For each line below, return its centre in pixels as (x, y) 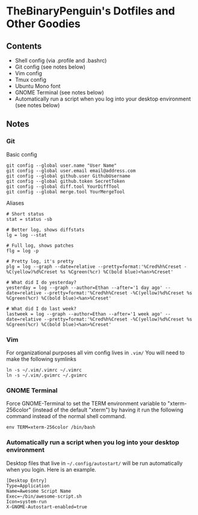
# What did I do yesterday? (42, 282)
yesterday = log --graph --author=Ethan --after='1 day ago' (85, 288)
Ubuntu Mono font (38, 86)
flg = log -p (23, 251)
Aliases (15, 203)
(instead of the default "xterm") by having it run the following (108, 410)
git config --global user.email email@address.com (71, 171)
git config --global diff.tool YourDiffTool (63, 187)
